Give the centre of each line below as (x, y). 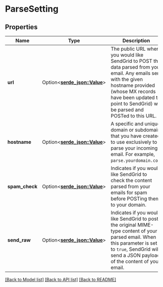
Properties (21, 27)
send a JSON (126, 255)
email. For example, (133, 154)
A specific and (127, 124)
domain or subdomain (136, 130)
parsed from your (130, 186)
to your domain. (129, 205)
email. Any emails (131, 73)
